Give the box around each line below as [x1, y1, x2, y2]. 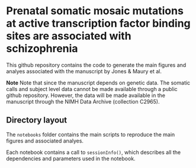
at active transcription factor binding [6, 17, 191, 30]
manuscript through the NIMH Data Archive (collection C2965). [6, 98, 160, 105]
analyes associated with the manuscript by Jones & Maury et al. [6, 67, 162, 75]
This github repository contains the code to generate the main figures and [6, 61, 187, 69]
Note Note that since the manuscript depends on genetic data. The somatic [6, 79, 191, 86]
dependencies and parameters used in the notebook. [6, 155, 136, 162]
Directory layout [6, 115, 68, 125]
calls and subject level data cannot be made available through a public [6, 85, 178, 92]
